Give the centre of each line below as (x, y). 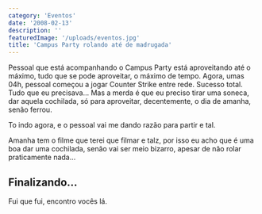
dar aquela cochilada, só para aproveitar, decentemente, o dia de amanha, (130, 101)
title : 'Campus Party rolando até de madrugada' (90, 45)
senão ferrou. (31, 110)
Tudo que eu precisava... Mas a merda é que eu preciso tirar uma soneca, (129, 93)
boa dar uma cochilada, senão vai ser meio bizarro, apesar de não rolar (125, 149)
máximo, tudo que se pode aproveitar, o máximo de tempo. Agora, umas (126, 76)
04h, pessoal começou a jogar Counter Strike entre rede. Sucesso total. (126, 85)
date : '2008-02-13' (40, 23)
